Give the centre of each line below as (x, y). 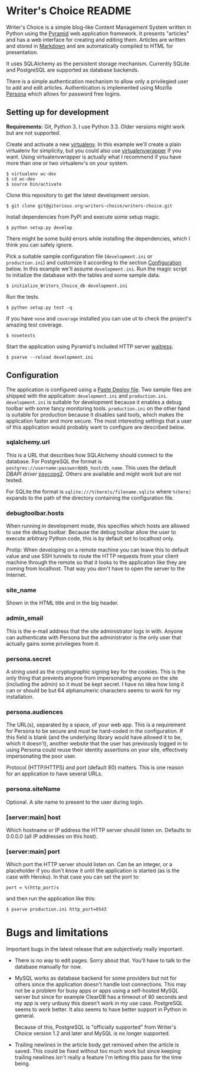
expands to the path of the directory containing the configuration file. (90, 498)
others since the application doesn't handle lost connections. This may (100, 985)
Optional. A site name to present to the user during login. (75, 802)
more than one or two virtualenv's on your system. (67, 163)
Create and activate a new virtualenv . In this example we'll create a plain (94, 144)
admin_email (25, 618)
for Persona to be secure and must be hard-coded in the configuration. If (95, 731)
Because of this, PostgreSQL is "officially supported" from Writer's (95, 1027)
